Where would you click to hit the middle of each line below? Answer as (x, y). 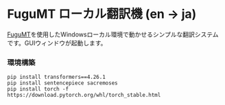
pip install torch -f (38, 89)
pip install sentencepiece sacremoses (62, 83)
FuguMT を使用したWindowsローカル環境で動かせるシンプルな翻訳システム (113, 34)
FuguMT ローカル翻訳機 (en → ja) (102, 14)
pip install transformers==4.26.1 (57, 77)
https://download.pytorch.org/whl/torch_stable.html (84, 95)
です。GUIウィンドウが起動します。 (57, 43)
